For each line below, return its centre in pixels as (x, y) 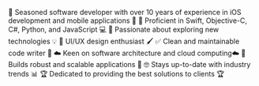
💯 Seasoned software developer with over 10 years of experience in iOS (125, 12)
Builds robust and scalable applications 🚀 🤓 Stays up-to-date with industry (129, 64)
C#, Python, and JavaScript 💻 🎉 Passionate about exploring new (114, 29)
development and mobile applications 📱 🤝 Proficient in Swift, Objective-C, (128, 21)
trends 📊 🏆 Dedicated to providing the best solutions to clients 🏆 (116, 74)
